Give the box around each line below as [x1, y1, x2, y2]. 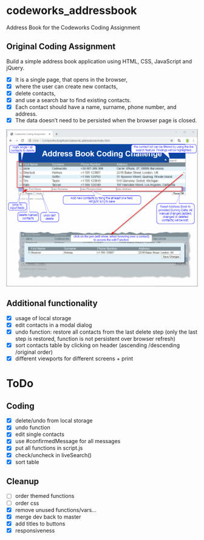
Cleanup [6, 476, 39, 487]
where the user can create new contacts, [15, 83, 118, 90]
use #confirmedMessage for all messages [15, 438, 121, 445]
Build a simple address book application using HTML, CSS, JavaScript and [6, 57, 192, 65]
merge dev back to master [15, 513, 81, 521]
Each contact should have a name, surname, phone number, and [15, 103, 177, 110]
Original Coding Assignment [6, 41, 116, 52]
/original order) [15, 348, 53, 356]
